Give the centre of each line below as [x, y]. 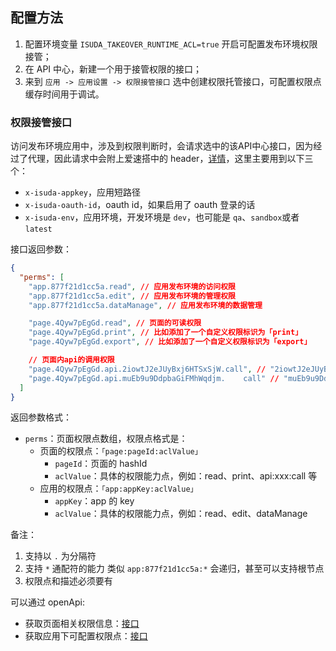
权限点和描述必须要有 [68, 581]
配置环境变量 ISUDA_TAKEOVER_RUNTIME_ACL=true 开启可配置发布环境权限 [171, 44]
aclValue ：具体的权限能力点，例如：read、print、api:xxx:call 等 [186, 476]
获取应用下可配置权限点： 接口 [86, 636]
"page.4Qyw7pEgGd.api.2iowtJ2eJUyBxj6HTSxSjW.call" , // [147, 369]
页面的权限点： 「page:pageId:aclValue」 [121, 451]
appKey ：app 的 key [94, 501]
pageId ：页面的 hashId [101, 464]
